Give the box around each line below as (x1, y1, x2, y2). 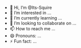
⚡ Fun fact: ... (9, 38, 37, 44)
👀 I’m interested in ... (9, 10, 52, 16)
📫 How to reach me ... (9, 26, 55, 31)
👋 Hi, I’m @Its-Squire (9, 5, 53, 10)
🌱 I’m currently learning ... (9, 15, 62, 21)
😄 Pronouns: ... (9, 33, 42, 39)
